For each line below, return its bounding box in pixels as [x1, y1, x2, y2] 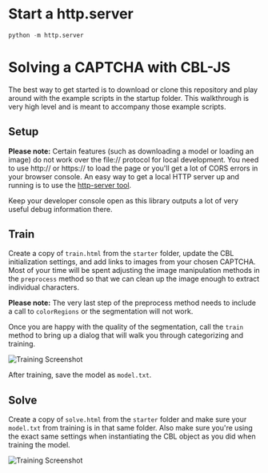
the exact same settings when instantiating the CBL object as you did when [8, 431, 256, 441]
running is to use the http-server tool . [8, 180, 132, 190]
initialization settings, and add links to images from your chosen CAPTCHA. [8, 257, 256, 267]
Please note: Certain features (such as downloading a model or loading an [8, 146, 254, 156]
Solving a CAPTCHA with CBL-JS [8, 58, 230, 76]
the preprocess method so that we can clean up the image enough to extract [8, 274, 260, 284]
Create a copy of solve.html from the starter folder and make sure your [8, 415, 247, 424]
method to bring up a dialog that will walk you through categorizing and [8, 331, 244, 340]
